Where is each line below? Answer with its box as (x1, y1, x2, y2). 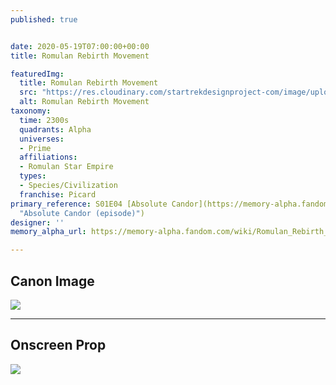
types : (19, 171, 47, 181)
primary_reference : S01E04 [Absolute (10, 199, 168, 209)
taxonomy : (10, 106, 52, 116)
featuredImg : (10, 69, 65, 79)
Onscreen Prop (10, 337, 107, 354)
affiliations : (19, 152, 78, 163)
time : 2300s (19, 115, 70, 125)
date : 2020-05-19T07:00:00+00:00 (10, 41, 150, 51)
